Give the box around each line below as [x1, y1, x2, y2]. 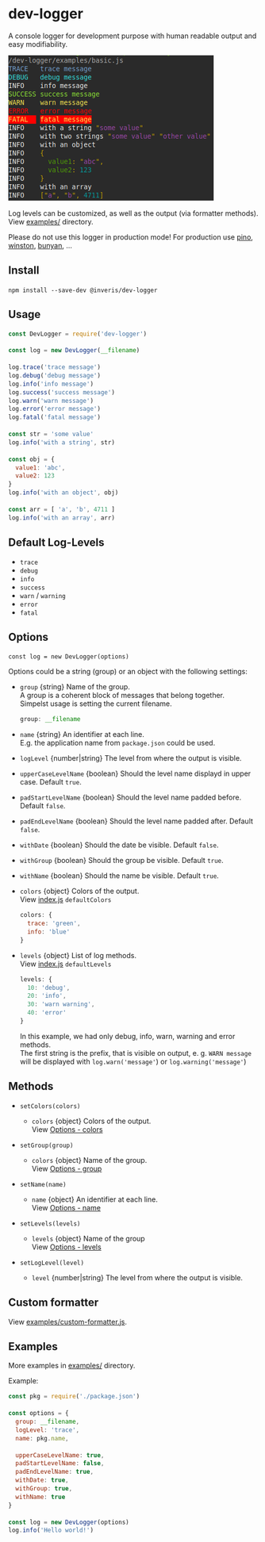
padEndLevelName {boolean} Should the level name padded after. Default [19, 816, 254, 826]
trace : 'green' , [27, 919, 81, 928]
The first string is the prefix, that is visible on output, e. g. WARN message [19, 1048, 252, 1057]
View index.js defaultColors [19, 895, 112, 904]
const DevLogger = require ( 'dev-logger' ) [8, 330, 148, 338]
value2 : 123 [15, 472, 56, 480]
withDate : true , [15, 1476, 69, 1484]
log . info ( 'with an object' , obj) [8, 489, 119, 497]
